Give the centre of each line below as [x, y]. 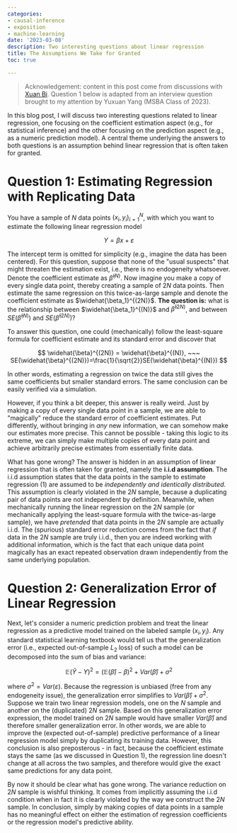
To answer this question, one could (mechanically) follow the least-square [115, 332]
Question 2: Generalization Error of [112, 588]
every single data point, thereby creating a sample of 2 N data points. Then [116, 285]
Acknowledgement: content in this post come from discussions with [123, 86]
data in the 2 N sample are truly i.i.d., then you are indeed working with [110, 537]
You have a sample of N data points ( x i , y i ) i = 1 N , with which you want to [111, 218]
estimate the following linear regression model [75, 227]
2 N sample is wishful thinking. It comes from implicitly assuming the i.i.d [112, 792]
